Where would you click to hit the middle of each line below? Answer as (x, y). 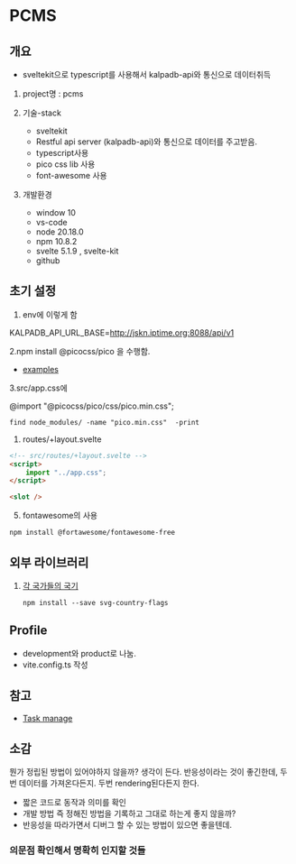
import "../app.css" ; (66, 473)
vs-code (51, 222)
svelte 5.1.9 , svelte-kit (77, 251)
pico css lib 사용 (65, 164)
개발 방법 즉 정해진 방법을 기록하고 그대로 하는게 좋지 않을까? (129, 813)
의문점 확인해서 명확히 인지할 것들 (78, 850)
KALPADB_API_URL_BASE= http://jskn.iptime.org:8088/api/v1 (122, 332)
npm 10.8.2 (56, 241)
